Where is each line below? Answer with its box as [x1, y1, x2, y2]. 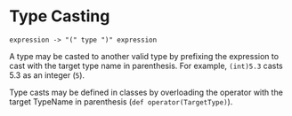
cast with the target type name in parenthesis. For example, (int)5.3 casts [9, 60, 283, 71]
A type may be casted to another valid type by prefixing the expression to [9, 50, 279, 61]
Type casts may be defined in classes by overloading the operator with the [9, 87, 283, 97]
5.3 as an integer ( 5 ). [9, 69, 85, 81]
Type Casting [9, 6, 110, 27]
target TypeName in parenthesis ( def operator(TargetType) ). [9, 96, 233, 107]
